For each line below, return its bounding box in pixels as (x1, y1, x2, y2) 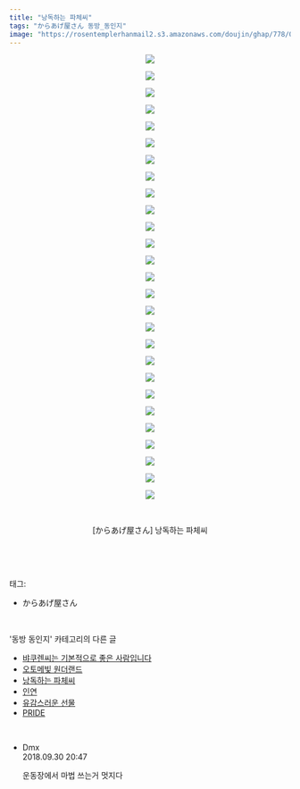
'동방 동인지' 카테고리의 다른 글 (9, 634, 117, 644)
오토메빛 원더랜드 (21, 664, 83, 675)
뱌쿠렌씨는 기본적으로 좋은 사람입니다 (21, 653, 152, 664)
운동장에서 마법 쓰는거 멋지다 (21, 770, 123, 781)
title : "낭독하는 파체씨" (9, 13, 93, 22)
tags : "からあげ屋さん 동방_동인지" (9, 21, 127, 30)
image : (9, 29, 34, 38)
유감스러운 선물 (21, 698, 76, 709)
